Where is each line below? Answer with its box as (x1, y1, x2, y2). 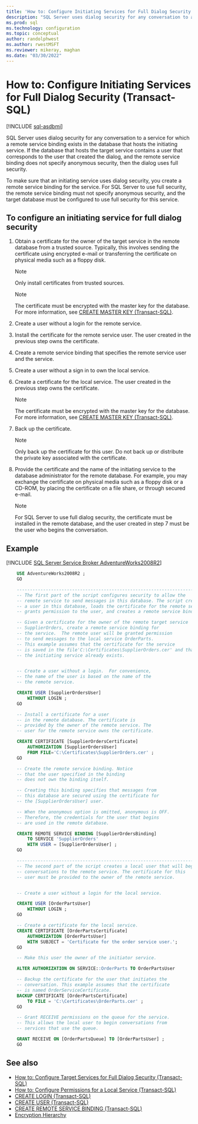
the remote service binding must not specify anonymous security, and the (6, 190, 186, 197)
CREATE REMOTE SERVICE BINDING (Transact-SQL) (14, 1105, 143, 1112)
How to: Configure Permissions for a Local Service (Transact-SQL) (14, 1086, 177, 1093)
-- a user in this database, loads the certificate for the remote (16, 603, 186, 609)
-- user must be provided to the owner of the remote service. (16, 874, 176, 880)
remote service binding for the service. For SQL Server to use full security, (6, 183, 187, 190)
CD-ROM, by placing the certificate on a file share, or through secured (14, 485, 186, 492)
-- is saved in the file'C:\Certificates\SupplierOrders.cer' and (16, 647, 183, 653)
